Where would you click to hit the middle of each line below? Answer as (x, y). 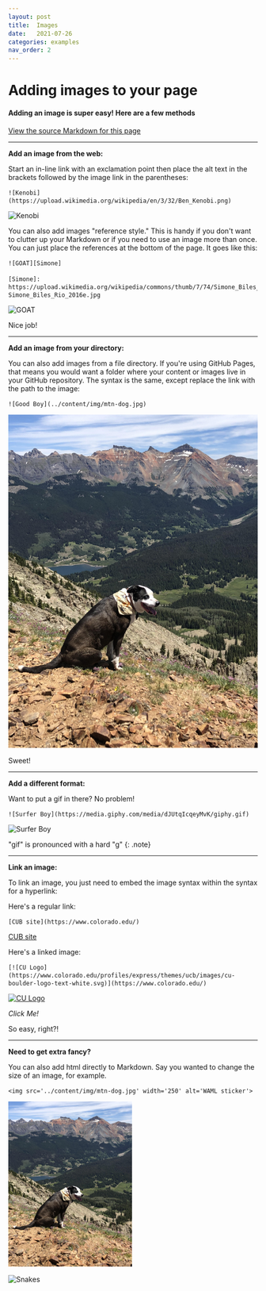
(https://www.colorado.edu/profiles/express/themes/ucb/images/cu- (122, 975)
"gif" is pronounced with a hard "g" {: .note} (80, 844)
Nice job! (23, 325)
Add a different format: (47, 783)
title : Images (33, 25)
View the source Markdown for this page (74, 130)
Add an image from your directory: (66, 348)
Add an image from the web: (56, 153)
